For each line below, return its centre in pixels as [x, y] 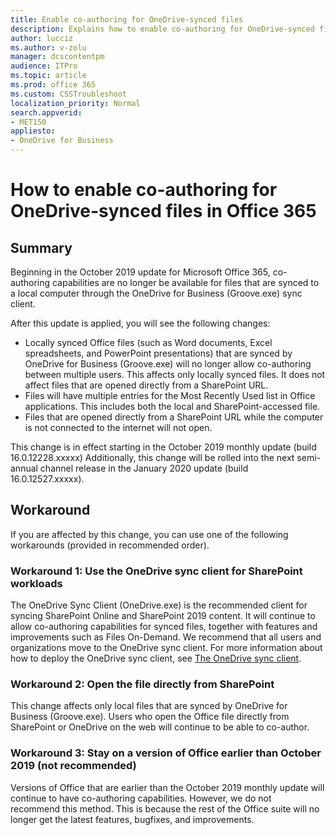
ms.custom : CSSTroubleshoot [69, 94]
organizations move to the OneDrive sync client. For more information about [166, 648]
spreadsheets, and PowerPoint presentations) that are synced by [158, 353]
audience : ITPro [44, 66]
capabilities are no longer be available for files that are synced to [185, 282]
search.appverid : [46, 112]
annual [24, 468]
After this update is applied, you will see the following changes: [140, 323]
